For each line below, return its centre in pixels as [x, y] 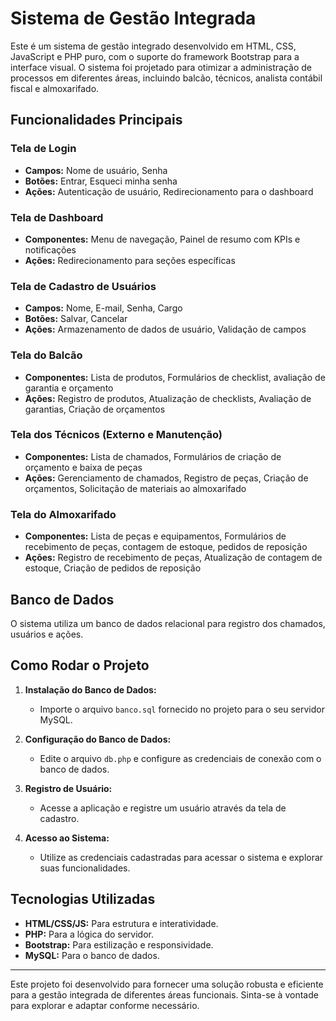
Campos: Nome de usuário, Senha [96, 170]
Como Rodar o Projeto [80, 665]
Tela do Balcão [46, 355]
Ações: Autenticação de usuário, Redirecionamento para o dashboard [169, 191]
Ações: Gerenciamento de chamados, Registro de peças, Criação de [166, 478]
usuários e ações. [47, 634]
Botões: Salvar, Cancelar [76, 319]
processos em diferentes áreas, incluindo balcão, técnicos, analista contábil [166, 78]
